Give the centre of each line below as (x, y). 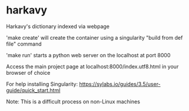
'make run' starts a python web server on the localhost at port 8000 (88, 55)
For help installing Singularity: (42, 84)
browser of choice (28, 72)
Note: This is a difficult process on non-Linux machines (73, 101)
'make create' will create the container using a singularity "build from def (94, 37)
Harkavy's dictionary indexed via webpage (58, 26)
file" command (24, 44)
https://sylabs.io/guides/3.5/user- (120, 84)
